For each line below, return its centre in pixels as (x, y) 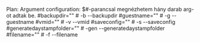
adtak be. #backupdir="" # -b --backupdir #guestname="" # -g (91, 16)
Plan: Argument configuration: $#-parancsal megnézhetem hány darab (94, 9)
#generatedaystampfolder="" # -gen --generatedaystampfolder (86, 28)
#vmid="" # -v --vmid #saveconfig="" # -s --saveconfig (105, 22)
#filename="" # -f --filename (42, 35)
